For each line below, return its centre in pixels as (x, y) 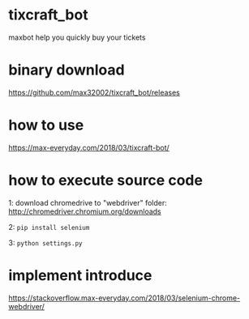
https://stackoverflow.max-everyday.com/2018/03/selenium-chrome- (124, 298)
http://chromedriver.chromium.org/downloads (85, 211)
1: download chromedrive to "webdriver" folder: (88, 202)
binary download (67, 70)
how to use (46, 125)
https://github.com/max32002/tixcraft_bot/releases (94, 92)
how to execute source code (105, 181)
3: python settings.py (45, 242)
